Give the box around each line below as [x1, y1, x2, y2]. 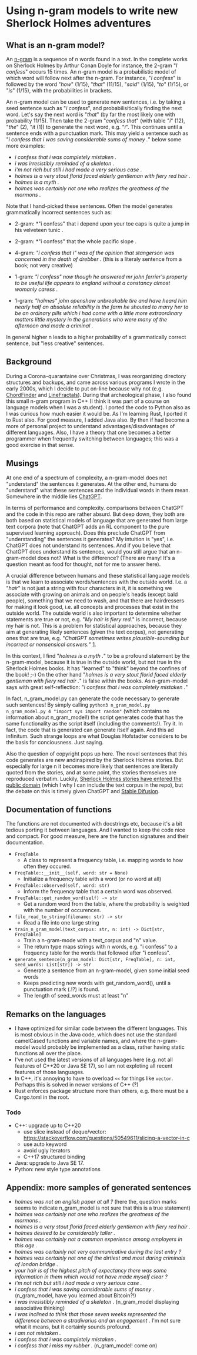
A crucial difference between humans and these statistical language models [6, 572, 190, 579]
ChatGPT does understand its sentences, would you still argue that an [6, 548, 175, 555]
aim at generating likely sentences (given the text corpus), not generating [6, 628, 184, 635]
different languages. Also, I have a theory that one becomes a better [6, 429, 172, 436]
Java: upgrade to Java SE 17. [14, 1159, 84, 1167]
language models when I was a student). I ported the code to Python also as [6, 403, 191, 410]
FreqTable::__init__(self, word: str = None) [14, 870, 128, 876]
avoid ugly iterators [23, 1147, 71, 1154]
